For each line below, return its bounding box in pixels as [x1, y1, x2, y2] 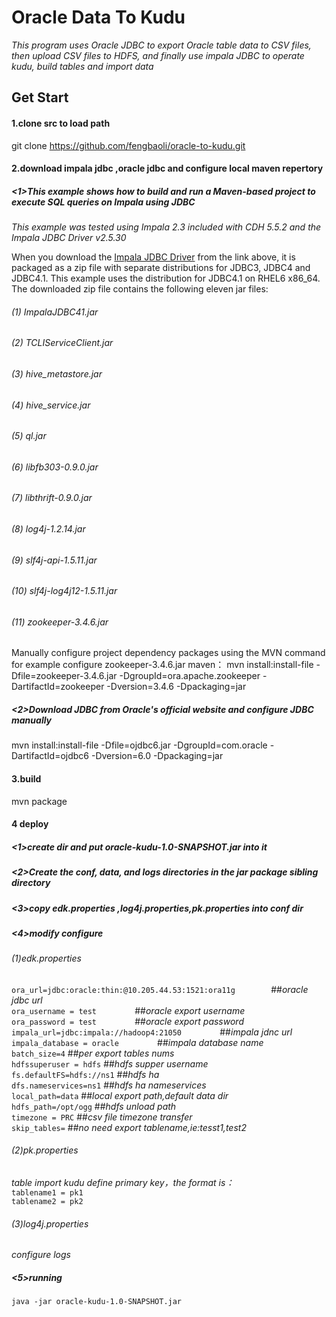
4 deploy [11, 818, 49, 830]
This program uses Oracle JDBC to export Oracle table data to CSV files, [11, 39, 312, 51]
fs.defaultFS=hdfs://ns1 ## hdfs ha [11, 1068, 160, 1080]
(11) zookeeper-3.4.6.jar [11, 616, 109, 628]
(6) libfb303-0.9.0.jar [11, 461, 99, 473]
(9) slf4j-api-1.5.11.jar [11, 554, 98, 566]
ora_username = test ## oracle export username [11, 1004, 246, 1016]
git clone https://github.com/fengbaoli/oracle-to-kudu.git [11, 139, 246, 151]
